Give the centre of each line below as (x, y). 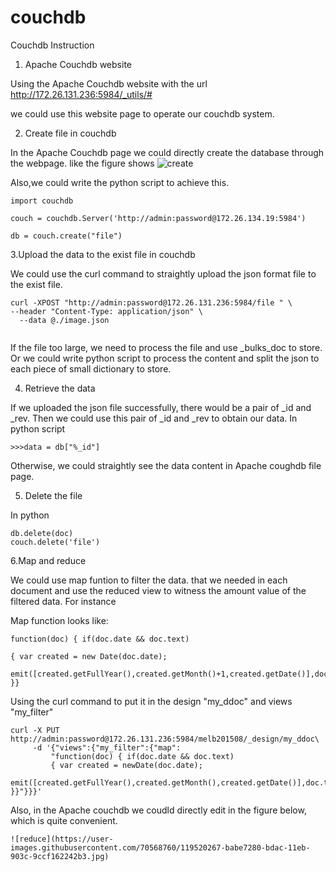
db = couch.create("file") (66, 236)
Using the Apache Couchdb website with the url (109, 83)
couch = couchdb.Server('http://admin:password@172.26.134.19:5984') (158, 218)
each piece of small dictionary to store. (91, 368)
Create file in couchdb (70, 133)
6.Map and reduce (48, 560)
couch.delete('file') (55, 542)
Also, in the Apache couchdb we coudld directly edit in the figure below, (158, 810)
